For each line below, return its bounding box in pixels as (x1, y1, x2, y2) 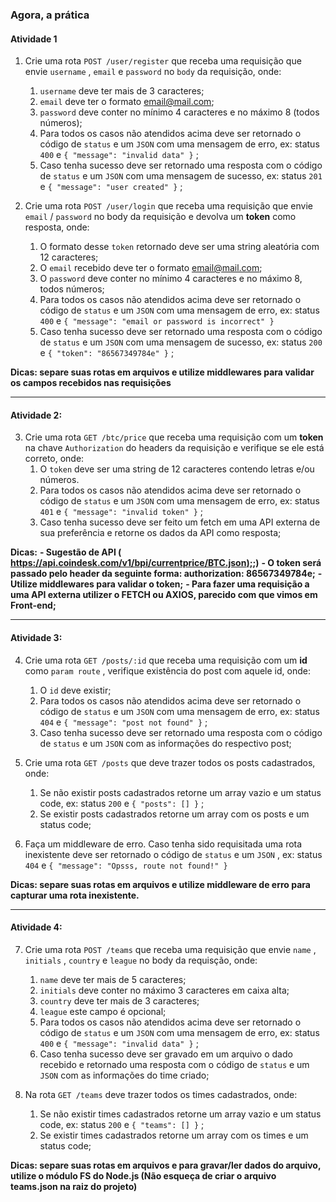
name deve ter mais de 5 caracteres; (39, 973, 187, 985)
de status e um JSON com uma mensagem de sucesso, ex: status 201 (39, 170, 323, 182)
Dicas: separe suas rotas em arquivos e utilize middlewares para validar (10, 366, 315, 378)
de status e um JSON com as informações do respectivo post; (39, 737, 292, 749)
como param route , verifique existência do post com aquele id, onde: (24, 664, 311, 677)
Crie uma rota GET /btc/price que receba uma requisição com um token (24, 431, 324, 443)
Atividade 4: (10, 921, 63, 933)
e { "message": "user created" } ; (39, 181, 183, 193)
